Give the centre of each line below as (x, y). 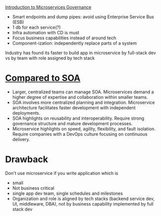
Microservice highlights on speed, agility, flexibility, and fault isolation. (84, 129)
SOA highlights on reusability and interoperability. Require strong (78, 118)
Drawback (27, 160)
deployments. (26, 113)
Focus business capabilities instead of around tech (64, 38)
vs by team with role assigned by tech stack (50, 58)
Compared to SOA (43, 78)
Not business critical (33, 188)
